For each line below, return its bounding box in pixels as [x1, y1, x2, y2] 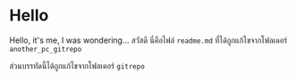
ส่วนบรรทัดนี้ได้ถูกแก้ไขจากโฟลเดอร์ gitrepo [9, 60, 145, 71]
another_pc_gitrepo [9, 45, 82, 53]
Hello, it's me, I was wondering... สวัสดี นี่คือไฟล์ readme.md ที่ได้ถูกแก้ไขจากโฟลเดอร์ [9, 35, 288, 45]
